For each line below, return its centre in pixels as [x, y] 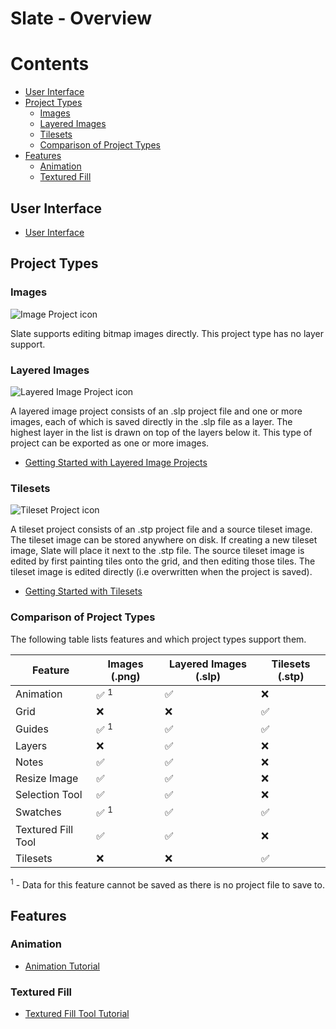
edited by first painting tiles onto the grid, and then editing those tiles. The [163, 561]
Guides [32, 729]
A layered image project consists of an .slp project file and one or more [156, 411]
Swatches [38, 812]
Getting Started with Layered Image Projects [116, 462]
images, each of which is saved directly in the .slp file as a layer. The [151, 421]
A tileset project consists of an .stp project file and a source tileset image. [161, 529]
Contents [50, 64]
